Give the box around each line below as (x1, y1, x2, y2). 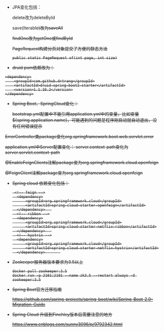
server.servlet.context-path (5, 149, 60, 155)
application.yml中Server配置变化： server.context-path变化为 (5, 144, 128, 150)
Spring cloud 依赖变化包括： (12, 180, 69, 186)
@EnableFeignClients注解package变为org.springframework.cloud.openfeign (5, 160, 159, 165)
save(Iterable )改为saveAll (12, 25, 63, 31)
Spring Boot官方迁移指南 (12, 287, 62, 292)
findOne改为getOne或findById (12, 36, 73, 41)
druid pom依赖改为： (12, 65, 55, 70)
